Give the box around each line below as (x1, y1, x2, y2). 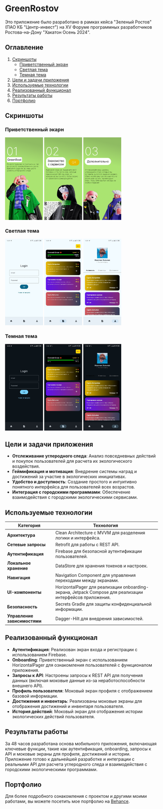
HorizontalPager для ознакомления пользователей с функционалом (12, 662, 152, 668)
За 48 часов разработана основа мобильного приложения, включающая (5, 741, 157, 746)
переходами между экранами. (55, 577, 119, 583)
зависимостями (7, 618, 42, 624)
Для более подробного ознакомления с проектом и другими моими (5, 793, 147, 799)
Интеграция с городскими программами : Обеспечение (12, 489, 130, 495)
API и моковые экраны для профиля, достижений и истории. (5, 751, 131, 757)
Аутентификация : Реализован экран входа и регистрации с (12, 646, 138, 652)
